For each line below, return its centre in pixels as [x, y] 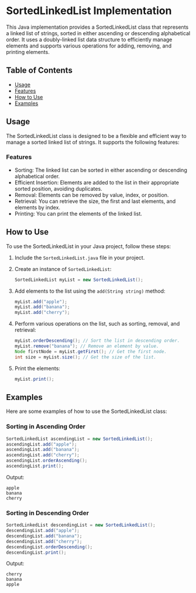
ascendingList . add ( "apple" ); [42, 444]
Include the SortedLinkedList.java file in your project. [80, 257]
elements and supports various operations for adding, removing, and [89, 46]
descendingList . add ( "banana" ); [44, 536]
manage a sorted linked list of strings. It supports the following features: [93, 142]
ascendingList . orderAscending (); [47, 461]
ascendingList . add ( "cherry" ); [43, 455]
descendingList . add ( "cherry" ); [44, 541]
